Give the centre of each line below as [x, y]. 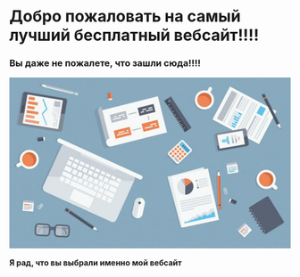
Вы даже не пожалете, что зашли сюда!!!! [105, 63]
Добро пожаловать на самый [125, 16]
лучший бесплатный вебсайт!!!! [134, 35]
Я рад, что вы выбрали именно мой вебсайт [96, 262]
